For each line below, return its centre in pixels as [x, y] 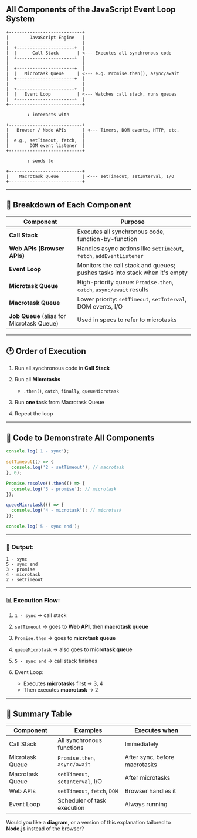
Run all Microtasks [38, 380]
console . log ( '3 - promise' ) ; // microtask [64, 489]
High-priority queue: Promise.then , [125, 282]
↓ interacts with [48, 115]
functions [71, 748]
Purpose [133, 222]
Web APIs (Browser [37, 248]
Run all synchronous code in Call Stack [62, 368]
